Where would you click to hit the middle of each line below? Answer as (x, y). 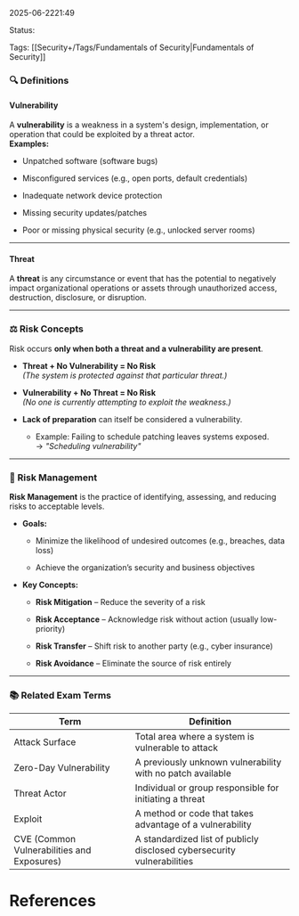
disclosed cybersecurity (185, 850)
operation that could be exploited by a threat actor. (102, 135)
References (53, 901)
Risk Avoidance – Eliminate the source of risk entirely (133, 663)
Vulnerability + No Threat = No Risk (89, 392)
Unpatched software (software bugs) (90, 161)
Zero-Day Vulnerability (62, 768)
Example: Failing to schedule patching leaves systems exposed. (152, 437)
